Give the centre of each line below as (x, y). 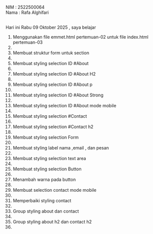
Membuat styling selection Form (46, 137)
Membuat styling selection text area (49, 158)
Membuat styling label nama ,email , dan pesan (61, 148)
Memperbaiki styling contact (42, 200)
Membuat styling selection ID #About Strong (58, 95)
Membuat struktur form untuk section (51, 53)
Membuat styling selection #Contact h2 (53, 127)
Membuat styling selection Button (47, 169)
